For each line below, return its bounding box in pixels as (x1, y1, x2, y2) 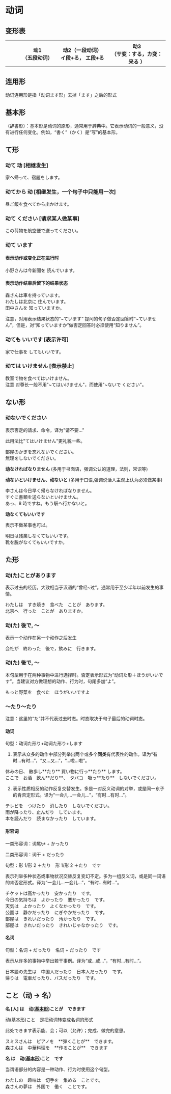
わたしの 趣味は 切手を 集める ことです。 (5, 1077, 103, 1083)
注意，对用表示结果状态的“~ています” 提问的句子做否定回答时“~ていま (5, 316, 152, 322)
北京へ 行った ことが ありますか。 (5, 608, 85, 614)
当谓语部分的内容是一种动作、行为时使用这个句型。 (5, 1066, 112, 1072)
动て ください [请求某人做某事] (5, 215, 80, 222)
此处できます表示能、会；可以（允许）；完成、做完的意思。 (5, 1027, 128, 1033)
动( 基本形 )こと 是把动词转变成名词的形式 (5, 1017, 94, 1023)
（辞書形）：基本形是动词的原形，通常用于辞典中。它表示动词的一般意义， (5, 123, 159, 129)
